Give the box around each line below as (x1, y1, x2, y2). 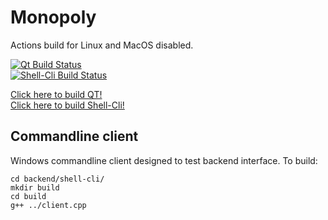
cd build (10, 191, 47, 201)
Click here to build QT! (10, 88, 103, 100)
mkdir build (10, 182, 60, 193)
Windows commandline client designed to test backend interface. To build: (10, 154, 318, 166)
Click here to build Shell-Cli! (10, 99, 125, 111)
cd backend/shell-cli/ (10, 174, 105, 184)
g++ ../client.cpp (10, 200, 87, 210)
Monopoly (10, 6, 97, 29)
